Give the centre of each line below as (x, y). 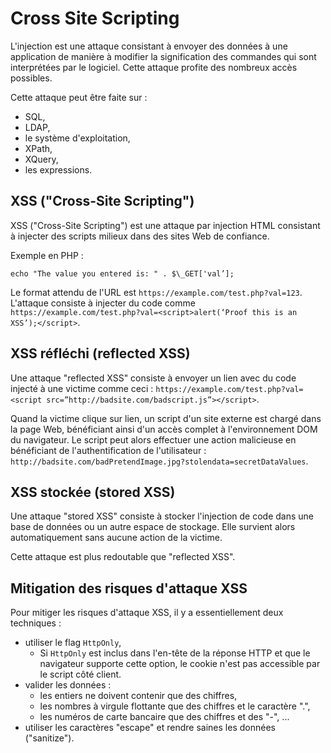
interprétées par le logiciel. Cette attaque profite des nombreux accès (154, 67)
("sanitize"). (49, 738)
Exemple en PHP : (47, 255)
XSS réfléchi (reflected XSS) (100, 353)
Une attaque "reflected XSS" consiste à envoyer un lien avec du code (153, 378)
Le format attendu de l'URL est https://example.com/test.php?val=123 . (156, 292)
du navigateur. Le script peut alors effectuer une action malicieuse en (153, 439)
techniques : (36, 623)
